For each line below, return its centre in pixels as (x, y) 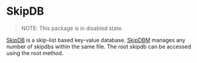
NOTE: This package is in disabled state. (72, 28)
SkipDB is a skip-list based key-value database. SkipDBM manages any (96, 40)
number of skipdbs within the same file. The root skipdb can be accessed (99, 46)
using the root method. (35, 53)
